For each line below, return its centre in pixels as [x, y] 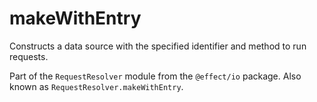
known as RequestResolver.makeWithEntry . [96, 86]
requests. [29, 56]
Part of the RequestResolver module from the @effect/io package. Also [155, 76]
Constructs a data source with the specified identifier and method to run [158, 46]
